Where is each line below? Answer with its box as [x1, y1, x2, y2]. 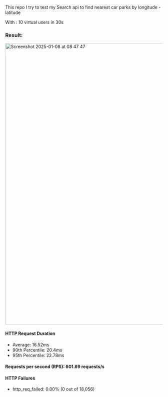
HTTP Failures [5, 375, 35, 381]
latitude [5, 9, 21, 15]
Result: [5, 31, 23, 38]
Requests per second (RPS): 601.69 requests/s [5, 363, 105, 369]
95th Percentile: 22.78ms [12, 352, 64, 358]
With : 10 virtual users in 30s [5, 19, 64, 25]
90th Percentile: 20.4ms [12, 347, 62, 353]
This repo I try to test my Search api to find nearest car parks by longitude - [5, 4, 161, 10]
